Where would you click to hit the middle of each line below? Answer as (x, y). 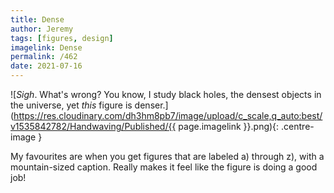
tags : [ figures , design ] (62, 38)
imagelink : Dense (46, 47)
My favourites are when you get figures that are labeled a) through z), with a (167, 156)
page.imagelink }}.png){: (229, 126)
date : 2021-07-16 (46, 66)
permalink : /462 (44, 57)
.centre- (298, 126)
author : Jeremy (42, 29)
